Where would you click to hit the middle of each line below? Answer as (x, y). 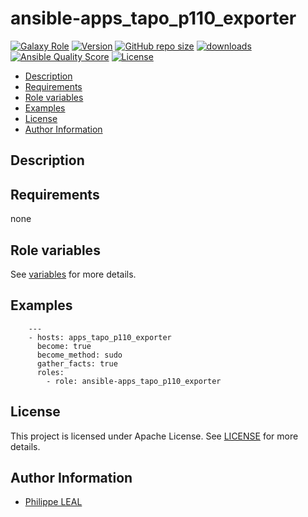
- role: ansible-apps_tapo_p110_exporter (134, 381)
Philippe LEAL (53, 502)
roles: (50, 372)
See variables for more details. (73, 274)
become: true (64, 346)
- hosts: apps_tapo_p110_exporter (100, 337)
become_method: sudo (79, 355)
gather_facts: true (77, 363)
